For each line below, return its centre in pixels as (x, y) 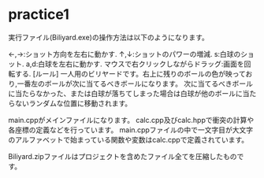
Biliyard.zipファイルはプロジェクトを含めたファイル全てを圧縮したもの (123, 156)
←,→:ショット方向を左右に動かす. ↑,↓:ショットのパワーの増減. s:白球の (125, 54)
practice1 (39, 15)
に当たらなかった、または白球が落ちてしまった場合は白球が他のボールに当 (129, 93)
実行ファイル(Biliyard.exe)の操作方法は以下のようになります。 (108, 37)
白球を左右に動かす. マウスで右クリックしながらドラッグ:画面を (141, 64)
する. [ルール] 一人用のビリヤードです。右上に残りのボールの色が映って (130, 73)
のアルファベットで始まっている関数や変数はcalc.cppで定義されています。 (128, 139)
